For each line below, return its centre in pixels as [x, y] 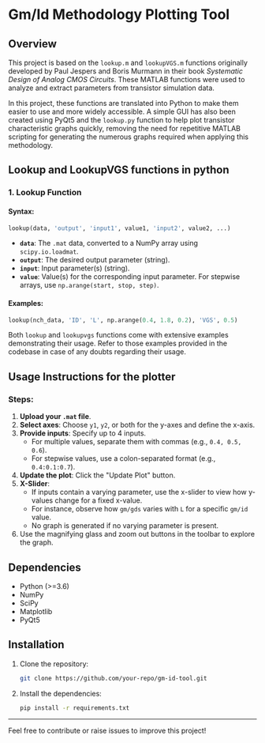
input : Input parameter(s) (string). [75, 268]
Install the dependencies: [61, 693]
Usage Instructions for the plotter [92, 377]
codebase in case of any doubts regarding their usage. [97, 352]
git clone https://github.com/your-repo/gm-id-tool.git [113, 678]
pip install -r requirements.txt [75, 708]
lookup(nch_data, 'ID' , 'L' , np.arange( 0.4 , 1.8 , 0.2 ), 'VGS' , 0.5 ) [123, 320]
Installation [36, 645]
